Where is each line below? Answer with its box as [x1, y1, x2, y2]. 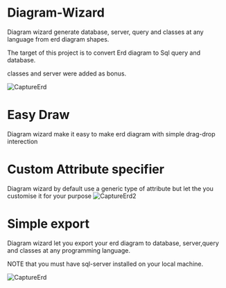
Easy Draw [7, 107, 70, 123]
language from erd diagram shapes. [7, 35, 110, 43]
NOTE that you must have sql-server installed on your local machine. [7, 260, 204, 268]
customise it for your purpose [7, 192, 92, 200]
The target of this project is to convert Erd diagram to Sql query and [7, 48, 201, 57]
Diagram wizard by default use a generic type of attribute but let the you [7, 184, 214, 192]
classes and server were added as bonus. [7, 69, 127, 78]
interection [7, 137, 38, 145]
